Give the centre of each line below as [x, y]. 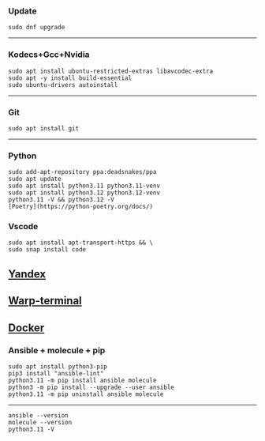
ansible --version [38, 415]
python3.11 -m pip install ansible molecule [82, 380]
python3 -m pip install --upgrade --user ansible [91, 387]
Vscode [23, 227]
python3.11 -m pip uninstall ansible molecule [86, 394]
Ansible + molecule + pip [57, 350]
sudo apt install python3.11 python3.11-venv [84, 186]
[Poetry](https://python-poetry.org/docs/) [81, 207]
